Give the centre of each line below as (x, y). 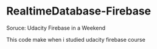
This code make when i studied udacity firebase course (76, 39)
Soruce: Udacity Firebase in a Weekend (56, 28)
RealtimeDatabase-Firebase (79, 11)
